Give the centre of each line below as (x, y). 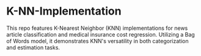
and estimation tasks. (33, 47)
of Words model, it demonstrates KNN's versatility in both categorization (97, 41)
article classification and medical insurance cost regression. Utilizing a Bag (101, 34)
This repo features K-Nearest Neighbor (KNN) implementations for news (97, 28)
